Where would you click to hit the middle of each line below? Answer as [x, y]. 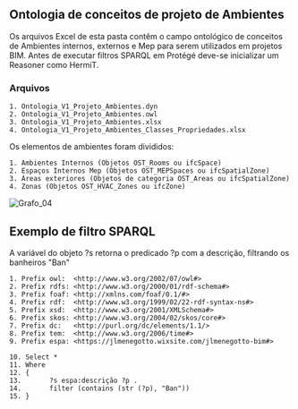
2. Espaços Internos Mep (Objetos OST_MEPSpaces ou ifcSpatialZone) [140, 171]
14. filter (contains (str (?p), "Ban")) [100, 388]
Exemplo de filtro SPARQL [82, 231]
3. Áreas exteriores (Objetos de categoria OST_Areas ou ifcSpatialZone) [150, 179]
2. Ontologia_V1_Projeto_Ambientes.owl [84, 115]
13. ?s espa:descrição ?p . [74, 380]
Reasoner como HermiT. [54, 64]
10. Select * [34, 357]
